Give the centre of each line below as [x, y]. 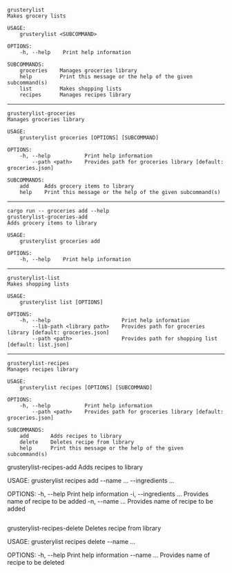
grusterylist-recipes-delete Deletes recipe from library [84, 528]
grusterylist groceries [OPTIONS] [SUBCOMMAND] [89, 138]
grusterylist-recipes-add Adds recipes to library [75, 467]
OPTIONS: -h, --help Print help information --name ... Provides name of [109, 555]
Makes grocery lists [37, 16]
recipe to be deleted [36, 562]
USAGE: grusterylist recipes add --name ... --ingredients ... [91, 481]
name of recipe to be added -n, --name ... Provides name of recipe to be [110, 501]
